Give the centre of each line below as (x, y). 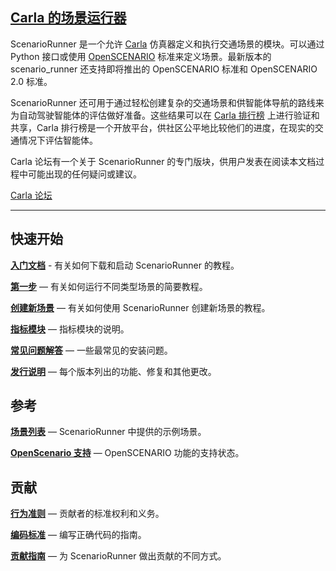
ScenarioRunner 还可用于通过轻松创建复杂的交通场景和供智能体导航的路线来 (167, 102)
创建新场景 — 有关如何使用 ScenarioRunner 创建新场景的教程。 (140, 307)
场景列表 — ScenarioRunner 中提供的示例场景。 (108, 432)
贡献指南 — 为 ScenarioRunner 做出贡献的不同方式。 (118, 556)
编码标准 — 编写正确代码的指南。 (78, 535)
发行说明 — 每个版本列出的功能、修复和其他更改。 (113, 371)
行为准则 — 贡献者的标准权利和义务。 (87, 514)
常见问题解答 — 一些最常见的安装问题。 (91, 350)
